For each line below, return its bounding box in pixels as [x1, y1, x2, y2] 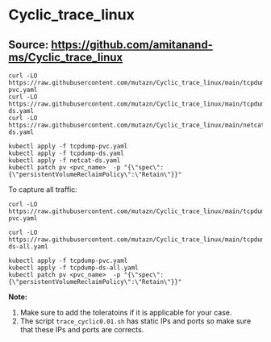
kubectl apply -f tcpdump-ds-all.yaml [8, 264, 139, 272]
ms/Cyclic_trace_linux [8, 50, 123, 64]
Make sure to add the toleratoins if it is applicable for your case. [19, 308, 232, 317]
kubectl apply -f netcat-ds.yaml [8, 156, 121, 165]
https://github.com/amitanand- [51, 38, 214, 52]
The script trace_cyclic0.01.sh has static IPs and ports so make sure [19, 316, 252, 326]
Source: [8, 38, 49, 52]
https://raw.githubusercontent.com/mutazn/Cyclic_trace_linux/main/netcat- [8, 121, 269, 129]
